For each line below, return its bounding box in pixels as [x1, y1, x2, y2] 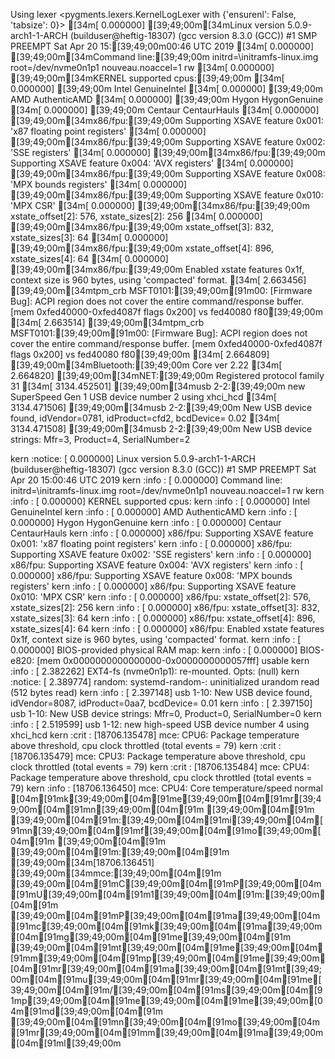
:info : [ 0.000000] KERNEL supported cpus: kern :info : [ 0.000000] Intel [10, 495, 310, 507]
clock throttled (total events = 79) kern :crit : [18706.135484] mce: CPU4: [10, 761, 310, 773]
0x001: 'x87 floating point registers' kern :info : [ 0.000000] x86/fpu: [10, 538, 293, 549]
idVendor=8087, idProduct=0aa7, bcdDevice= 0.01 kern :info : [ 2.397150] [10, 697, 313, 709]
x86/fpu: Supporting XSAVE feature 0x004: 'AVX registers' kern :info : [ [10, 559, 304, 571]
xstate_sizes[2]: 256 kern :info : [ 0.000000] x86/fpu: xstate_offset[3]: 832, [10, 602, 321, 613]
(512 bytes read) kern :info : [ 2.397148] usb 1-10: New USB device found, [10, 687, 313, 698]
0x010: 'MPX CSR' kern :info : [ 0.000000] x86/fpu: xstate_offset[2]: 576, [10, 591, 312, 603]
